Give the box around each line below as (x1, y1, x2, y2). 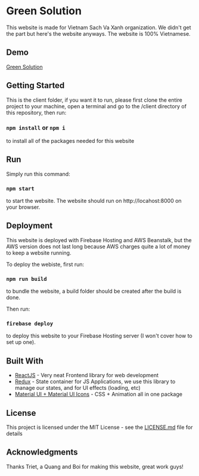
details (6, 430, 23, 437)
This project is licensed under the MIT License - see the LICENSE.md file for (6, 424, 193, 431)
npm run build (6, 275, 47, 282)
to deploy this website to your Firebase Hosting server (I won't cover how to (6, 332, 192, 340)
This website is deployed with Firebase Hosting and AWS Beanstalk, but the (6, 236, 192, 243)
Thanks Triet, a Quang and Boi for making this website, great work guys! (6, 463, 184, 470)
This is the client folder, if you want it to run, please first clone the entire (6, 96, 183, 104)
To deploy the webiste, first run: (6, 261, 85, 268)
